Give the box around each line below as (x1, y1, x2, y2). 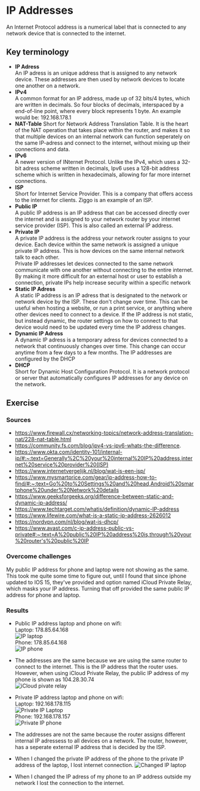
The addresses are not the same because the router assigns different (14, 731, 186, 738)
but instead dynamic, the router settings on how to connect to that (14, 317, 178, 324)
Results (6, 606, 29, 615)
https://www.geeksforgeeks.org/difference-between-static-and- (14, 493, 174, 500)
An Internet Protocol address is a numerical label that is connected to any (6, 23, 187, 30)
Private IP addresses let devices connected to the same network (14, 259, 174, 267)
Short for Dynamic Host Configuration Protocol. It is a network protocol (14, 368, 190, 375)
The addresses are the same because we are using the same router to (14, 657, 187, 664)
